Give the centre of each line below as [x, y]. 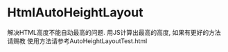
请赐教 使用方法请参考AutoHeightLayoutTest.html [77, 41]
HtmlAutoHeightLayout [75, 13]
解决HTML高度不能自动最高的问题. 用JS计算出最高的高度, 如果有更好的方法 [114, 32]
